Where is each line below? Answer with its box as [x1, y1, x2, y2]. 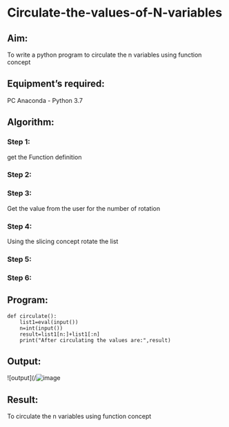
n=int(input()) [19, 325, 63, 332]
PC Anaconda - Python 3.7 [7, 96, 83, 104]
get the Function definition [7, 153, 82, 161]
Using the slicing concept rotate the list [7, 237, 119, 246]
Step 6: [7, 273, 32, 283]
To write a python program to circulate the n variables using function [7, 50, 202, 59]
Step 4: [7, 221, 32, 231]
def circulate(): [7, 312, 57, 319]
